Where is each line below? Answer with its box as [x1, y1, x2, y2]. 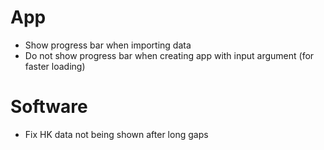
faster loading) [24, 60, 86, 72]
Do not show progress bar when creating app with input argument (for [24, 49, 315, 61]
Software [10, 96, 88, 118]
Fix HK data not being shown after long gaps [24, 128, 209, 140]
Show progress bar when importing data [24, 39, 192, 51]
